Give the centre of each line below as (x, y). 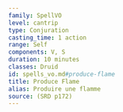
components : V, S (37, 52)
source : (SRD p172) (40, 96)
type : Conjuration (38, 30)
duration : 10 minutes (44, 60)
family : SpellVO (35, 15)
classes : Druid (33, 67)
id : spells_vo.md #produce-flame (61, 74)
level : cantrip (33, 23)
